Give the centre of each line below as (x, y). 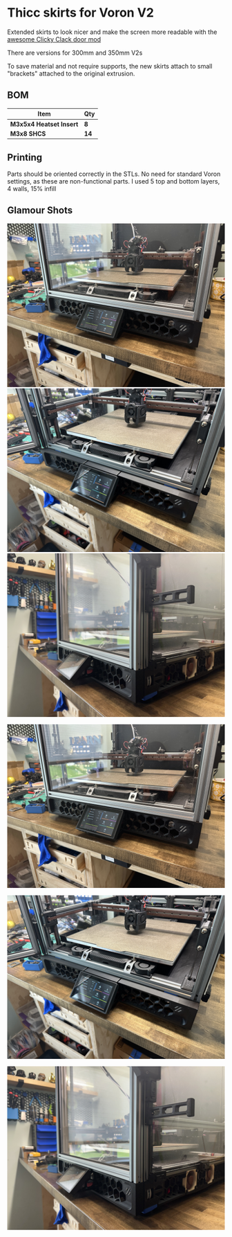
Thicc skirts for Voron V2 (80, 13)
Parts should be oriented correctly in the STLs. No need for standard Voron (114, 174)
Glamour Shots (40, 210)
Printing (25, 157)
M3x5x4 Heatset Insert (44, 124)
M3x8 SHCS (28, 134)
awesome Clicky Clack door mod (54, 39)
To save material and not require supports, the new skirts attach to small (110, 66)
